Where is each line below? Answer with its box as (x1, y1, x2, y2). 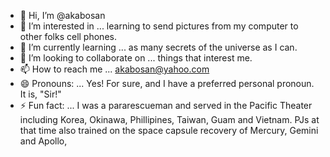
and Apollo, (19, 135, 68, 147)
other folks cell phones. (19, 31, 117, 42)
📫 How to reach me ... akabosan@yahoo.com (19, 63, 210, 75)
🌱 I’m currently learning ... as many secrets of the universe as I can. (19, 41, 298, 53)
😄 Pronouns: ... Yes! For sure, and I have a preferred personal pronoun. (19, 78, 315, 89)
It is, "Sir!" (19, 88, 62, 100)
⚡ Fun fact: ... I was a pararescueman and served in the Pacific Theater (19, 100, 313, 111)
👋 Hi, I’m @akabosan (19, 10, 106, 21)
